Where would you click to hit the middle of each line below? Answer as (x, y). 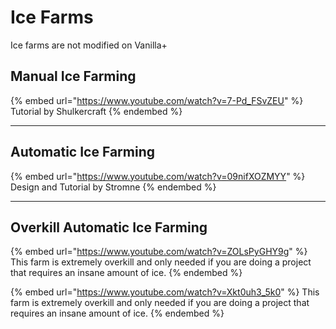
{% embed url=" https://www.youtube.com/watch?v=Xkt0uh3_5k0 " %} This (165, 292)
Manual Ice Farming (73, 76)
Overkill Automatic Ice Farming (109, 227)
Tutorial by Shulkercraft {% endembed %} (96, 111)
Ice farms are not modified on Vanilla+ (89, 45)
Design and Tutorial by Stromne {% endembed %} (113, 187)
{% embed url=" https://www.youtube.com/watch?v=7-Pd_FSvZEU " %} (157, 100)
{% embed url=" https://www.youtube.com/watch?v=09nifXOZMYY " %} (158, 176)
